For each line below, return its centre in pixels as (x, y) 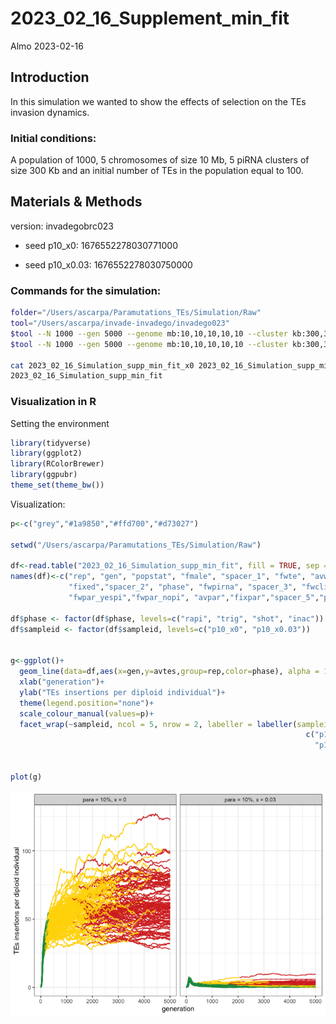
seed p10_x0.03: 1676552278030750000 (108, 264)
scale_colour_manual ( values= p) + (87, 713)
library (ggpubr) (44, 475)
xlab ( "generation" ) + (62, 682)
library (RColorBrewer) (57, 464)
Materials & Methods (76, 202)
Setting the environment (60, 423)
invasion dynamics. (50, 112)
